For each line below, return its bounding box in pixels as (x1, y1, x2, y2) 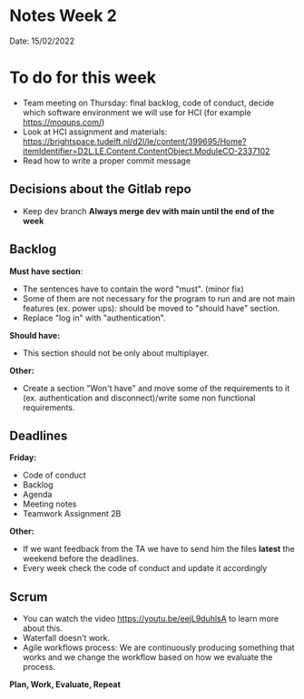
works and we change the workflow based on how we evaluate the (22, 652, 273, 663)
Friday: (9, 452, 37, 463)
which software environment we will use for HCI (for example (22, 106, 251, 118)
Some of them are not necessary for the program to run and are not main (22, 292, 296, 304)
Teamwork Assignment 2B (22, 508, 122, 519)
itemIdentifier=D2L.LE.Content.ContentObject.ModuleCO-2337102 (22, 145, 270, 156)
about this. (22, 623, 64, 634)
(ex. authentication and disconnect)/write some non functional (22, 392, 256, 403)
